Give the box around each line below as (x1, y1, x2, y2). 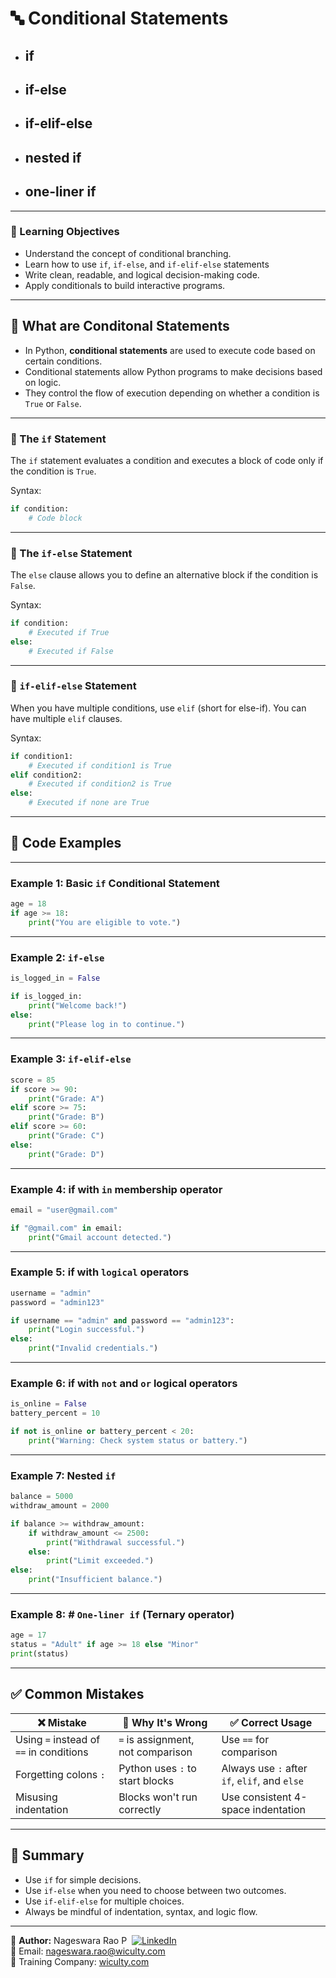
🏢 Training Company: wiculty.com (10, 1955, 150, 1967)
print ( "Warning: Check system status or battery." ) (28, 1436, 248, 1446)
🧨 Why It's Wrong (122, 1715, 208, 1729)
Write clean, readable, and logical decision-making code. (24, 268, 260, 281)
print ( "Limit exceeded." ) (46, 1556, 155, 1566)
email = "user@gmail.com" (10, 1205, 118, 1215)
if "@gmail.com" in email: (10, 1223, 123, 1233)
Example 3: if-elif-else (10, 1052, 132, 1066)
